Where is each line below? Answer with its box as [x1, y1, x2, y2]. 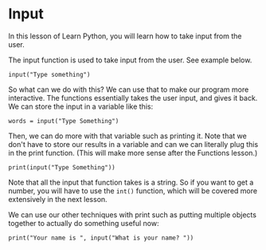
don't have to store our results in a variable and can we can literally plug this [8, 139, 259, 149]
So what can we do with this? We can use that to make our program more [8, 85, 249, 94]
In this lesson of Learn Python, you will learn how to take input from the [8, 31, 242, 41]
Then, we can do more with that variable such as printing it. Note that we [8, 131, 247, 141]
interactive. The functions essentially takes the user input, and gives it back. [8, 93, 258, 102]
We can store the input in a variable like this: [8, 101, 154, 111]
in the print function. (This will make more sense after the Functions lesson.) [8, 148, 258, 157]
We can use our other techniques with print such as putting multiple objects [8, 209, 257, 220]
